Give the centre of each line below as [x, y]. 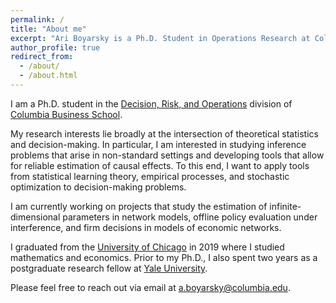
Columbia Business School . [66, 114]
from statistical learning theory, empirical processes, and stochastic [150, 176]
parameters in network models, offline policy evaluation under [190, 217]
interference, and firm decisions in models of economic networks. [146, 227]
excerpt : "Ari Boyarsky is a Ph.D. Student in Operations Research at [160, 38]
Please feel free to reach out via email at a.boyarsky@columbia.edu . [150, 287]
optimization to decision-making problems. [98, 187]
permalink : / [37, 19]
